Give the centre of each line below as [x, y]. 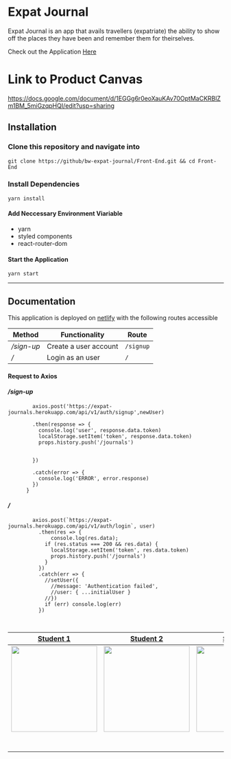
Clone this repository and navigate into [74, 147]
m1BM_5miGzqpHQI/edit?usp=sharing [61, 105]
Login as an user [73, 358]
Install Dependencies [44, 184]
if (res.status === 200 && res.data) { [101, 544]
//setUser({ [61, 580]
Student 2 [147, 639]
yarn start [23, 274]
